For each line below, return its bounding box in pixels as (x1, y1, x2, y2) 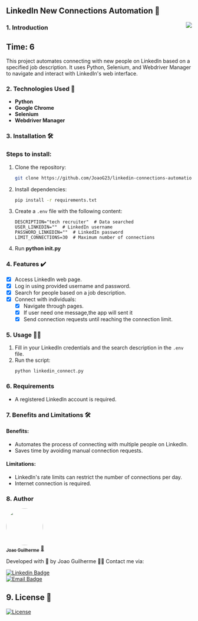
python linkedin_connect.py (14, 368, 84, 374)
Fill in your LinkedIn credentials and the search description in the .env (14, 344, 184, 351)
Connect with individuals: (14, 296, 77, 303)
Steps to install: (6, 150, 52, 158)
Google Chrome (14, 104, 54, 112)
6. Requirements (6, 382, 55, 390)
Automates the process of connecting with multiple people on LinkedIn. (14, 440, 189, 447)
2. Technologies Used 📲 (6, 85, 75, 93)
